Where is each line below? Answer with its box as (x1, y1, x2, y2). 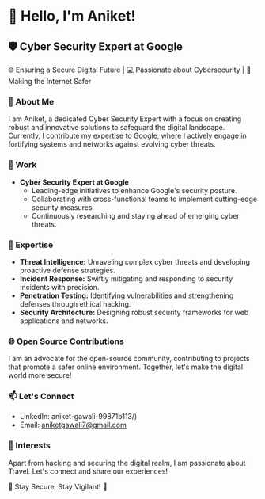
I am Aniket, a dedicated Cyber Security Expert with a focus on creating (8, 114, 242, 124)
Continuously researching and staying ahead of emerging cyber (31, 211, 240, 220)
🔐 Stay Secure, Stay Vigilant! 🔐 (8, 482, 108, 491)
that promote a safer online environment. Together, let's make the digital (8, 362, 244, 371)
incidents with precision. (19, 282, 100, 291)
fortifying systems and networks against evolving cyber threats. (8, 139, 216, 149)
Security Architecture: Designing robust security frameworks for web (19, 307, 249, 317)
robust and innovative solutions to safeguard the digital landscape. (8, 123, 225, 132)
